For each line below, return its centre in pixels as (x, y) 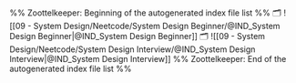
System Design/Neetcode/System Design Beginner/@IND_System (157, 26)
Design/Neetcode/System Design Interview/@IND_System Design (133, 49)
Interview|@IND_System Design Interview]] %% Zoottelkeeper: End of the (148, 59)
